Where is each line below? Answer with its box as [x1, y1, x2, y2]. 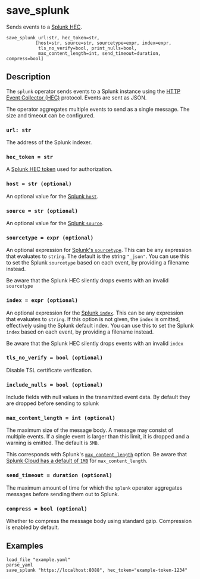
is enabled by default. [6, 524, 60, 531]
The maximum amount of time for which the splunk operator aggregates [6, 484, 183, 491]
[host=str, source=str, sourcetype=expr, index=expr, [35, 40, 171, 46]
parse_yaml [6, 562, 33, 568]
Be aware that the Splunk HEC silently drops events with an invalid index [6, 340, 183, 347]
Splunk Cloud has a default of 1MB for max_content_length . [6, 457, 148, 465]
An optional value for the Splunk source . [6, 219, 104, 226]
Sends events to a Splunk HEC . [6, 23, 82, 30]
